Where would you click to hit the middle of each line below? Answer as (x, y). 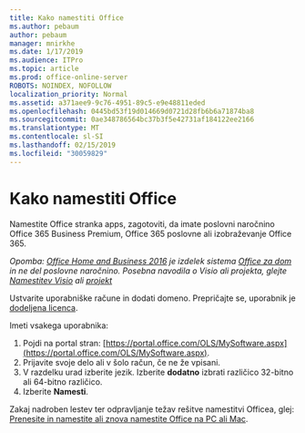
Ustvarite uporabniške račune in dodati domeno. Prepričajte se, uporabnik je (152, 298)
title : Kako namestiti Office (67, 18)
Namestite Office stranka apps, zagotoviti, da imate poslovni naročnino (142, 223)
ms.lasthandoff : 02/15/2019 (63, 145)
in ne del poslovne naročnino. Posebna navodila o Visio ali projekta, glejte (148, 271)
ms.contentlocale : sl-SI (56, 137)
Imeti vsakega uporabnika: (59, 325)
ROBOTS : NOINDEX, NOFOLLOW (61, 86)
